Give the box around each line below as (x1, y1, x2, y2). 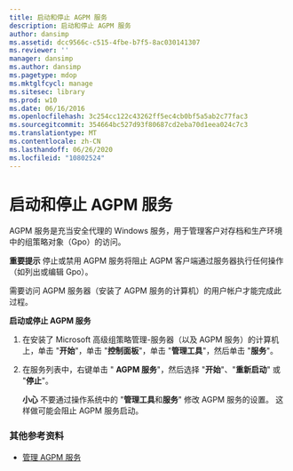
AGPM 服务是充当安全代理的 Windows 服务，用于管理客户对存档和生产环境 (9, 226, 283, 236)
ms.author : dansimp (9, 63, 82, 72)
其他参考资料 (9, 430, 65, 443)
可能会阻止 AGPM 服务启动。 (37, 405, 144, 416)
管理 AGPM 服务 (21, 451, 82, 462)
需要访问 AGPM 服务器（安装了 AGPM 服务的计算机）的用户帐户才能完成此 (9, 285, 282, 296)
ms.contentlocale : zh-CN (9, 137, 101, 146)
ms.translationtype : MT (9, 129, 98, 138)
